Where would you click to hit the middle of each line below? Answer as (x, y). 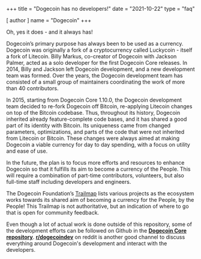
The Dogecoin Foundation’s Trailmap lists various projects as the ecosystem (100, 193)
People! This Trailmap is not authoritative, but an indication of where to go (97, 206)
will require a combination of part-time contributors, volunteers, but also (95, 175)
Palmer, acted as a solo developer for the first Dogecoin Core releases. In (97, 63)
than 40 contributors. (32, 88)
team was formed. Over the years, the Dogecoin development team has (94, 75)
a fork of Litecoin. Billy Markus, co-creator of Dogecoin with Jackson (91, 56)
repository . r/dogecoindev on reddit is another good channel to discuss (96, 237)
